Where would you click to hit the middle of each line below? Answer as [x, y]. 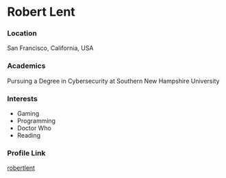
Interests [22, 99]
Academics [26, 66]
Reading [29, 136]
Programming [36, 121]
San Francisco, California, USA [50, 48]
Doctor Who [34, 128]
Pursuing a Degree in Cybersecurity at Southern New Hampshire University [113, 81]
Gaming [28, 114]
